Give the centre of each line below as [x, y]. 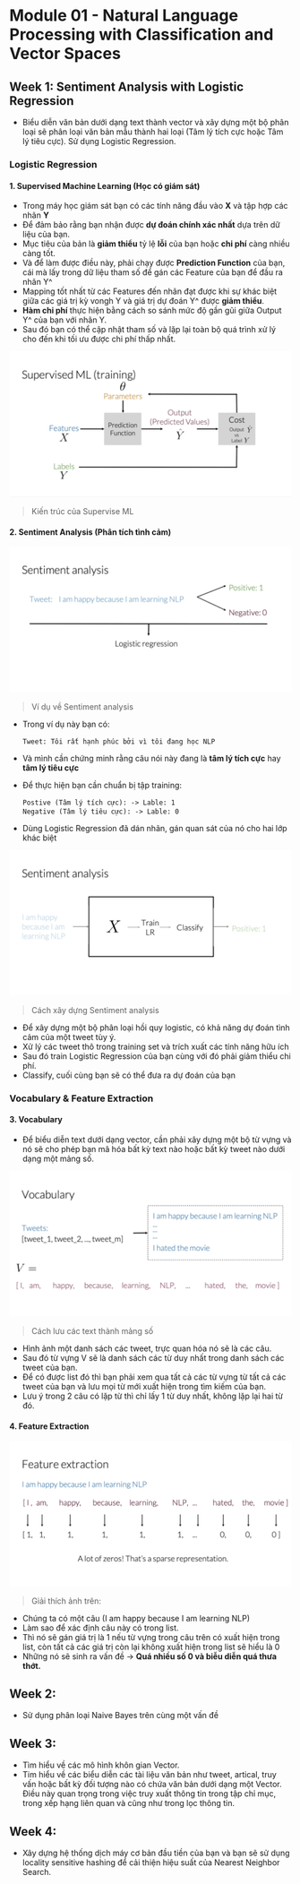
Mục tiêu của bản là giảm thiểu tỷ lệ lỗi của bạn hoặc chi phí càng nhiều [156, 244]
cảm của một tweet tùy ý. [69, 1037]
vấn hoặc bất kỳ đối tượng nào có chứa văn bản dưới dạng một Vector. [152, 1785]
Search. [37, 1871]
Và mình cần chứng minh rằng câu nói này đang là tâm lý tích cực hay [151, 759]
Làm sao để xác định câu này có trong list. [100, 1628]
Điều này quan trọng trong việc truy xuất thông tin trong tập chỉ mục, [149, 1794]
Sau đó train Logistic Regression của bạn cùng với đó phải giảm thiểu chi [156, 1056]
